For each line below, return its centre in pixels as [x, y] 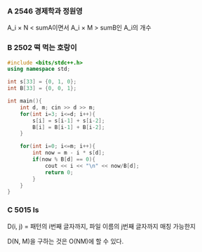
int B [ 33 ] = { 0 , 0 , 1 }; [42, 88]
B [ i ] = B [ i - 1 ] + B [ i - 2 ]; [69, 127]
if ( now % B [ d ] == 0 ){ [64, 159]
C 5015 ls [23, 210]
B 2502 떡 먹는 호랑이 [42, 48]
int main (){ [25, 101]
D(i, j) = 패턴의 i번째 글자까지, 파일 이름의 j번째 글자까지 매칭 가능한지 [102, 226]
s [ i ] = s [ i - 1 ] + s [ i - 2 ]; [69, 121]
